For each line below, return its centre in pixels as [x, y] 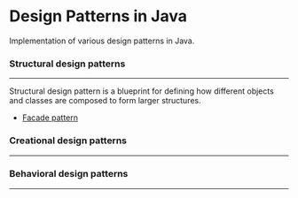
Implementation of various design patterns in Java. [102, 41]
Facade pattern [50, 118]
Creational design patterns [68, 141]
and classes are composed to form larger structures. [105, 101]
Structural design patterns [67, 64]
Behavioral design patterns [69, 174]
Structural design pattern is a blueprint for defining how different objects [142, 91]
